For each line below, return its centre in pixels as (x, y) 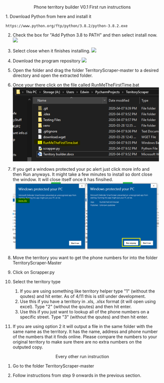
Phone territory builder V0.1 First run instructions (82, 7)
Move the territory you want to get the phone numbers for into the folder (85, 257)
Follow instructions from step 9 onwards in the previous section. (77, 375)
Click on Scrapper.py (34, 272)
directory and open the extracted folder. (53, 75)
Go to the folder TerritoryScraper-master (53, 366)
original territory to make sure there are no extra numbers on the (77, 342)
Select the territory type (36, 281)
